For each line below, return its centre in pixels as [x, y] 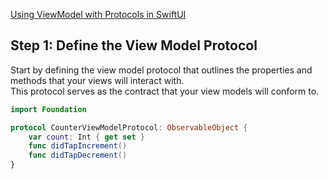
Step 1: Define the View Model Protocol [134, 45]
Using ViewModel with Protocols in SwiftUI [98, 14]
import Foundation [48, 109]
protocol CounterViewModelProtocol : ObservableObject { [129, 127]
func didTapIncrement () [78, 146]
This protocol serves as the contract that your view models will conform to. [165, 91]
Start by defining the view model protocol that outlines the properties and [161, 70]
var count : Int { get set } [86, 137]
